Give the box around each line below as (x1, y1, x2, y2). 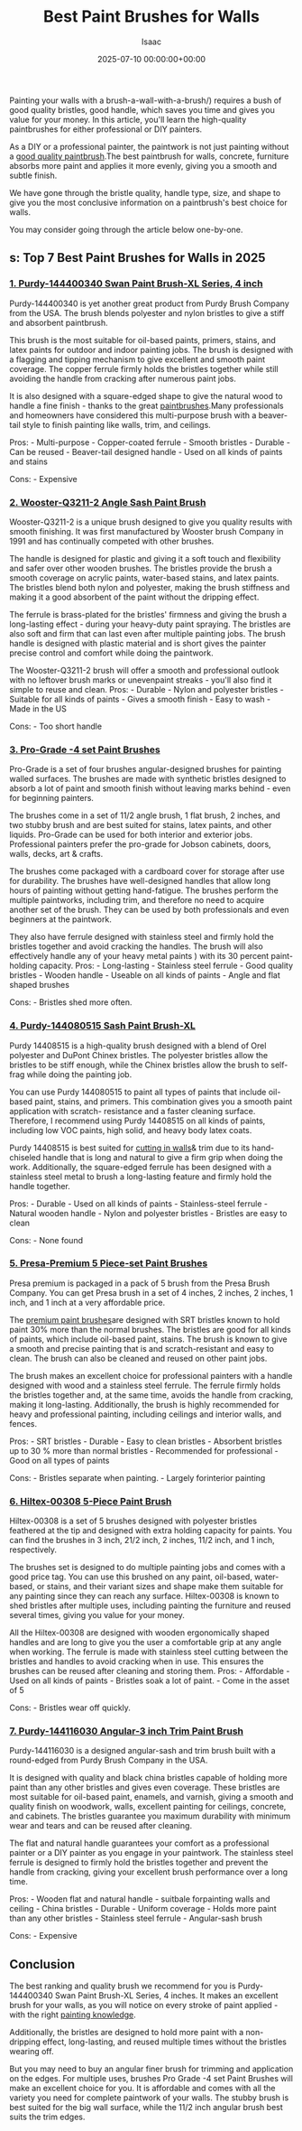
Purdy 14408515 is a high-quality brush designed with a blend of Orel (9, 1040, 267, 1051)
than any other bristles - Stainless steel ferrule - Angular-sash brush (9, 1912, 263, 1924)
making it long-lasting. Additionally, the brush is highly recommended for (9, 1399, 279, 1410)
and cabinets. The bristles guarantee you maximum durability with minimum (9, 1810, 291, 1821)
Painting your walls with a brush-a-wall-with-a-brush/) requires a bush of (9, 95, 282, 106)
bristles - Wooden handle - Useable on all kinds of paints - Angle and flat (9, 970, 281, 981)
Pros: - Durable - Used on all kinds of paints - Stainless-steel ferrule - (9, 1198, 269, 1209)
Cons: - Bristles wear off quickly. (9, 1702, 131, 1713)
